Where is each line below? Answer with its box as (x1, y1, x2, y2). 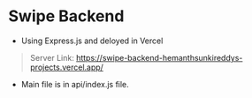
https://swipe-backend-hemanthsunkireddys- (75, 52, 243, 63)
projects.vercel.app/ (29, 62, 103, 72)
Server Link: (29, 52, 74, 63)
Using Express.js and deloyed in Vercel (20, 35, 164, 46)
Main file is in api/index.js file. (20, 79, 129, 89)
